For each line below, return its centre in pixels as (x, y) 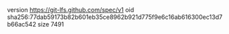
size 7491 (51, 24)
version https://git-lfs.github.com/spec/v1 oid (71, 10)
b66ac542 (22, 24)
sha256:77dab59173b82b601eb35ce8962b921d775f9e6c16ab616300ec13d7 (115, 17)
